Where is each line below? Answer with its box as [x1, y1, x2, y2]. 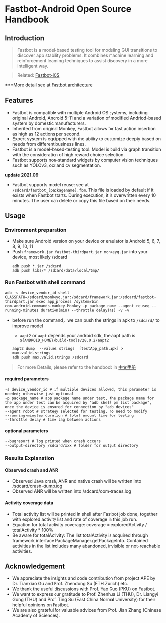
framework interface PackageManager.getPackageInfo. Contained [12, 537, 148, 543]
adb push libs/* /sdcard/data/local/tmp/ [12, 268, 99, 273]
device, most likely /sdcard [12, 254, 68, 260]
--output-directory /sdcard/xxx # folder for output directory [5, 443, 139, 448]
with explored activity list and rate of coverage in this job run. [12, 516, 138, 522]
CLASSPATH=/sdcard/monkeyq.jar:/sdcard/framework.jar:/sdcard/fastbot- [5, 294, 156, 300]
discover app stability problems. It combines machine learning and [17, 52, 154, 58]
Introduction [5, 34, 45, 42]
